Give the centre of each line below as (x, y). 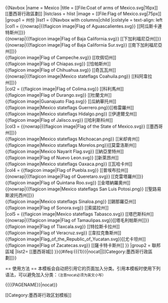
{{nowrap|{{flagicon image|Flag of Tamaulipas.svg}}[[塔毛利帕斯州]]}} (77, 220)
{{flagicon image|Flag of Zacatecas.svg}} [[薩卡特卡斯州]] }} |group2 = (78, 245)
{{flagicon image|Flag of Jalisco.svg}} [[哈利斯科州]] (59, 120)
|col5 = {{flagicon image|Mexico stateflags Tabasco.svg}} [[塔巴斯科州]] (79, 214)
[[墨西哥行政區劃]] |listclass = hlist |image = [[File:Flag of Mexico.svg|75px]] (83, 14)
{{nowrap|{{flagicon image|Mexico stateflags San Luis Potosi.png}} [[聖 (79, 189)
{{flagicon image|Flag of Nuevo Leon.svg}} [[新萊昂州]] (62, 158)
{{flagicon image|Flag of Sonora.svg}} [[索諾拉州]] (57, 208)
